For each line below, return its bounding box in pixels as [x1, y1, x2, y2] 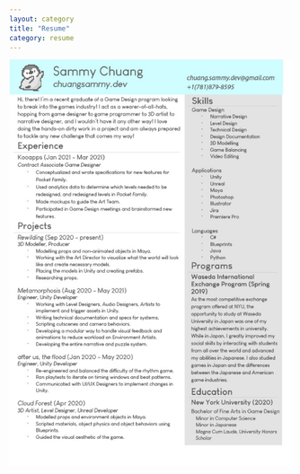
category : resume [9, 33, 75, 42]
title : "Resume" [9, 23, 70, 33]
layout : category [9, 14, 75, 23]
